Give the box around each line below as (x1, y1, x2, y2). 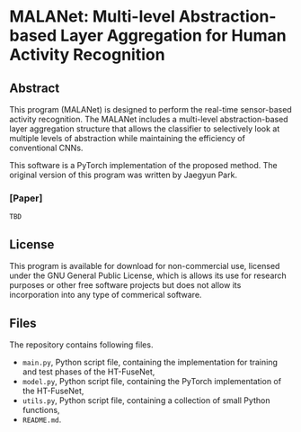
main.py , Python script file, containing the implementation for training (22, 356, 279, 367)
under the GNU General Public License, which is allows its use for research (9, 270, 288, 281)
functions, (22, 404, 60, 415)
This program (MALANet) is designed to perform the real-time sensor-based (9, 104, 292, 114)
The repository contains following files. (9, 339, 154, 350)
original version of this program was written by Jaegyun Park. (9, 169, 238, 180)
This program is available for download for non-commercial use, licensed (9, 261, 280, 272)
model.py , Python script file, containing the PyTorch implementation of (22, 375, 281, 386)
